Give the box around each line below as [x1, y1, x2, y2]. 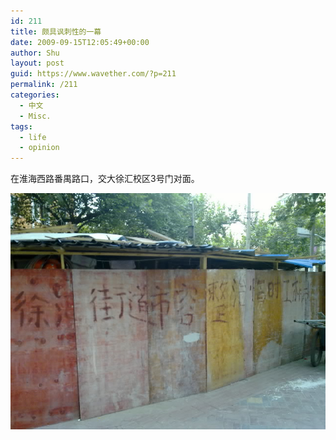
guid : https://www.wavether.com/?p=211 [10, 69, 177, 79]
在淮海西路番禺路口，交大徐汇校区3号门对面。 [10, 173, 200, 185]
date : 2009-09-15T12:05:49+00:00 [10, 37, 150, 47]
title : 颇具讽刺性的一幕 [10, 26, 102, 37]
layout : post [10, 58, 65, 69]
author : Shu [10, 48, 60, 58]
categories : [10, 90, 60, 100]
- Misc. [19, 111, 52, 121]
